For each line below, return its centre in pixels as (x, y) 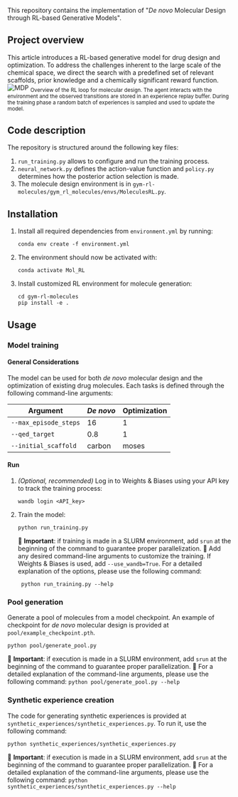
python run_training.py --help (67, 584)
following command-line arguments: (60, 393)
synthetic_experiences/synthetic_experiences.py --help (92, 786)
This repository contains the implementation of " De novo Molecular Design (117, 10)
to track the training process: (60, 488)
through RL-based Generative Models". (65, 18)
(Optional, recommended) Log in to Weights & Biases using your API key (123, 481)
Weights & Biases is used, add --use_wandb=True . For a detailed (110, 563)
